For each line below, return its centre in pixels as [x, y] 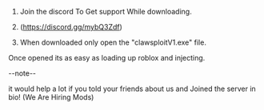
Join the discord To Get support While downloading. [106, 12]
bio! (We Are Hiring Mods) [51, 97]
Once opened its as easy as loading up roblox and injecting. [107, 58]
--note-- [22, 73]
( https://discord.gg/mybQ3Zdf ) [71, 27]
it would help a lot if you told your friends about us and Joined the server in [132, 88]
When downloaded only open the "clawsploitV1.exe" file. [113, 42]
